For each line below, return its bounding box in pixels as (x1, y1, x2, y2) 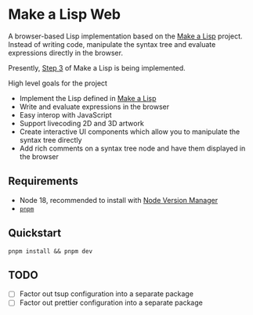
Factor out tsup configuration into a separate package (19, 289, 194, 299)
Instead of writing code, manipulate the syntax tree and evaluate (8, 39, 216, 49)
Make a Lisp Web (8, 5, 121, 24)
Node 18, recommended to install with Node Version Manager (19, 195, 218, 205)
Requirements (8, 175, 78, 188)
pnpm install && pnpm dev (8, 247, 92, 255)
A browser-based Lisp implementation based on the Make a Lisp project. (8, 31, 243, 41)
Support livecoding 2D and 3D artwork (19, 118, 145, 128)
